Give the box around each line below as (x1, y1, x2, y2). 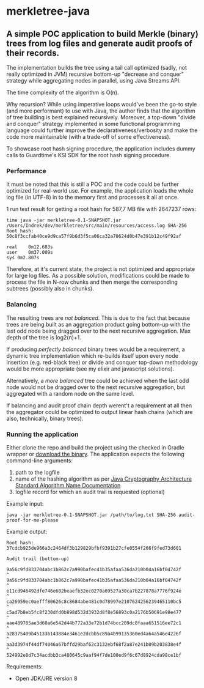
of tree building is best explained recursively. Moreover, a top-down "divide (6, 114, 196, 120)
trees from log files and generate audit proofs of (6, 38, 192, 48)
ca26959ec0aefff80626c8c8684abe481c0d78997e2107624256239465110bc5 (6, 598, 182, 605)
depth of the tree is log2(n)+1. (6, 333, 81, 341)
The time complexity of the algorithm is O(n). (6, 89, 119, 96)
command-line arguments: (6, 457, 73, 464)
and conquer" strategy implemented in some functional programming (6, 120, 181, 127)
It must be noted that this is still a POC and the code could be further (6, 180, 179, 188)
